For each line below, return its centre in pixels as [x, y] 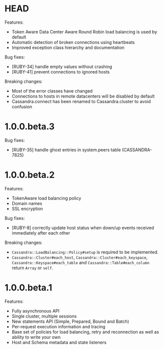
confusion [22, 106]
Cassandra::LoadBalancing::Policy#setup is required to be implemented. [85, 252]
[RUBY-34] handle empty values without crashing [62, 67]
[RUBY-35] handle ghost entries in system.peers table [66, 150]
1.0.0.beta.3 [30, 127]
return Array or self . [32, 268]
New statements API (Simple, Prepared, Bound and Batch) [70, 321]
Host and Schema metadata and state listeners [59, 342]
